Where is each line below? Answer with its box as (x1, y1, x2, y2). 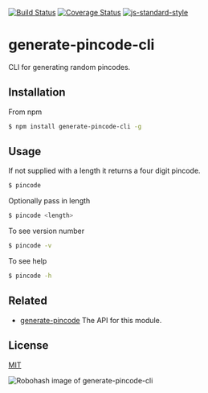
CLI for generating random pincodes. (8, 62, 131, 72)
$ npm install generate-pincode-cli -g (8, 122, 142, 130)
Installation (8, 85, 66, 100)
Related (8, 294, 48, 308)
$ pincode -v (8, 242, 52, 250)
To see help (8, 256, 47, 266)
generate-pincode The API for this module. (19, 315, 162, 325)
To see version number (8, 226, 85, 236)
